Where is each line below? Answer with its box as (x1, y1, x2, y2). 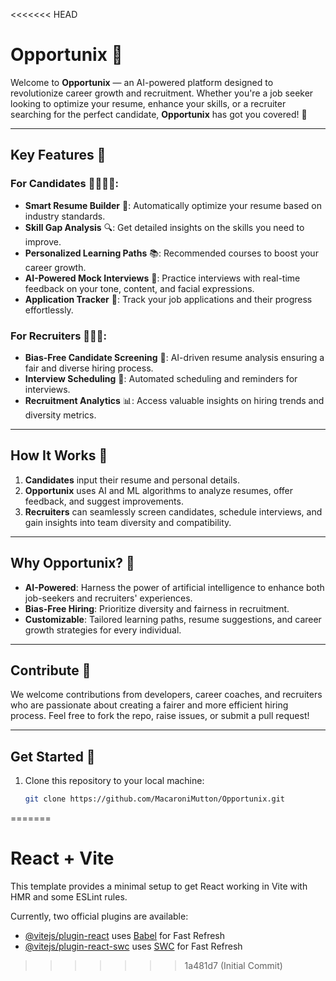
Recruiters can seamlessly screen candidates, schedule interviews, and (24, 505, 323, 518)
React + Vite (10, 847, 115, 870)
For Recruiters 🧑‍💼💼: (10, 329, 107, 343)
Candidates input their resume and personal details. (24, 474, 240, 486)
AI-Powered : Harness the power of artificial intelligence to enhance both (24, 581, 325, 593)
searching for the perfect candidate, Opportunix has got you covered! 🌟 (10, 108, 308, 120)
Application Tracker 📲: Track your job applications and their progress (24, 293, 313, 305)
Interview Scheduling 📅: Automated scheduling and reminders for (24, 372, 298, 384)
